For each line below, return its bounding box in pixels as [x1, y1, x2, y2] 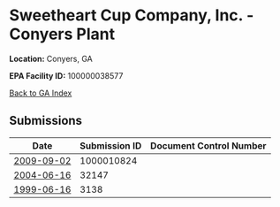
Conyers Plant [9, 24, 116, 44]
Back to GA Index [9, 88, 72, 98]
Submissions [9, 113, 82, 128]
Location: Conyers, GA [9, 53, 93, 64]
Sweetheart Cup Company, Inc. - [9, 5, 254, 26]
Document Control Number [149, 139, 267, 151]
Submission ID [79, 139, 142, 151]
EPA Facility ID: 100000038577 [9, 70, 124, 80]
